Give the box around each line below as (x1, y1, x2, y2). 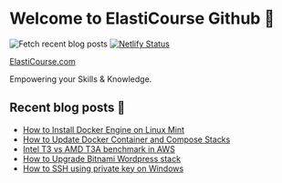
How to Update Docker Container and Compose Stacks (22, 134, 231, 145)
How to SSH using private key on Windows (22, 163, 184, 174)
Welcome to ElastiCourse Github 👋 (9, 8, 276, 29)
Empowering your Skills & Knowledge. (9, 73, 152, 85)
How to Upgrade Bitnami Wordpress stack (22, 153, 181, 164)
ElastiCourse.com (9, 56, 76, 66)
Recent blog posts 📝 (9, 100, 126, 116)
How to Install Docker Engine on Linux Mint (22, 124, 185, 135)
